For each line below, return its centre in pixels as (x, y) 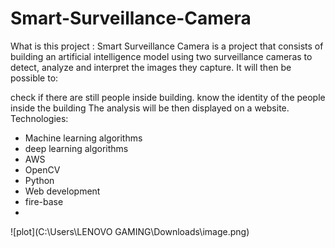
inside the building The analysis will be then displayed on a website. (150, 108)
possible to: (34, 78)
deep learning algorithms (76, 148)
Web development (62, 191)
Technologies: (39, 118)
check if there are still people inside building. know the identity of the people (168, 97)
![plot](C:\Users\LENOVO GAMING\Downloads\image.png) (130, 231)
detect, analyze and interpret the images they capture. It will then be (151, 67)
